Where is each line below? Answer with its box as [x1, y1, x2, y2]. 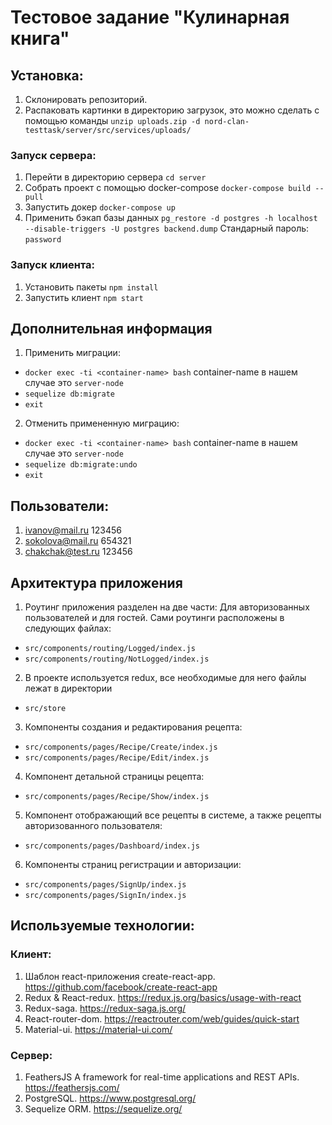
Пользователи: [10, 497, 110, 515]
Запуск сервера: [10, 148, 97, 162]
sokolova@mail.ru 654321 [24, 535, 132, 547]
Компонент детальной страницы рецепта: [24, 771, 205, 783]
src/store [24, 704, 67, 714]
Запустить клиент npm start [24, 291, 144, 303]
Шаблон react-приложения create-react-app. [24, 970, 216, 982]
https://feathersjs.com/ [24, 1082, 120, 1094]
